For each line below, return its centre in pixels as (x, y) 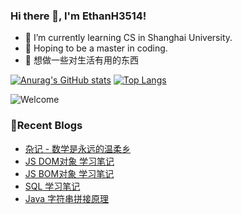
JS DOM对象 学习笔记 (69, 161)
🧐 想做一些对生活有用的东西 (81, 60)
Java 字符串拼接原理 (67, 198)
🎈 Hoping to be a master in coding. (96, 48)
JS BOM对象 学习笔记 (69, 173)
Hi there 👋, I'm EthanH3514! (78, 16)
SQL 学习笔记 (52, 186)
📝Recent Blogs (46, 126)
